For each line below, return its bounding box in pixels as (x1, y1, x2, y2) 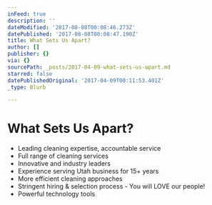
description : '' (7, 17, 56, 24)
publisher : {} (7, 51, 50, 58)
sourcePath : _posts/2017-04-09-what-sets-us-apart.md (7, 64, 171, 71)
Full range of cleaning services (17, 151, 109, 161)
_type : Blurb (7, 84, 46, 91)
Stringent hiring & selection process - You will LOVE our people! (17, 182, 206, 191)
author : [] (7, 44, 40, 51)
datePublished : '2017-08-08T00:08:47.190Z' (7, 30, 139, 38)
